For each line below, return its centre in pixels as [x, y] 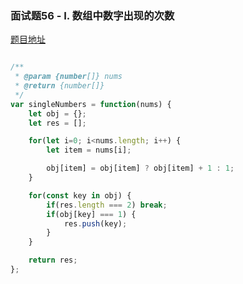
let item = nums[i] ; [89, 150]
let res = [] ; [57, 123]
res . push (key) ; [95, 223]
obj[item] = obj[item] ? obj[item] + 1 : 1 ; [140, 168]
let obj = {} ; [57, 113]
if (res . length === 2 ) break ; [107, 205]
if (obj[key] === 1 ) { [91, 214]
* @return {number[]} [59, 86]
